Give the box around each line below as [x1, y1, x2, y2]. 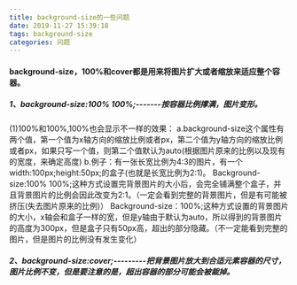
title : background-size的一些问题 [9, 12, 130, 22]
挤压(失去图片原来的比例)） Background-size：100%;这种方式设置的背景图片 [9, 200, 289, 211]
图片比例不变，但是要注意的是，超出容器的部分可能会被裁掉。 [9, 266, 235, 277]
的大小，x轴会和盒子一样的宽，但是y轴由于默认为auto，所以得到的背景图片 [9, 212, 283, 222]
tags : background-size [9, 29, 93, 38]
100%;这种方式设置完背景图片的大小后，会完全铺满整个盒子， [48, 178, 274, 189]
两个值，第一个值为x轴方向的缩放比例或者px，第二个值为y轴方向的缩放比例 [9, 134, 284, 144]
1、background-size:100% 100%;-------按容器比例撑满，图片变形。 [9, 99, 262, 110]
